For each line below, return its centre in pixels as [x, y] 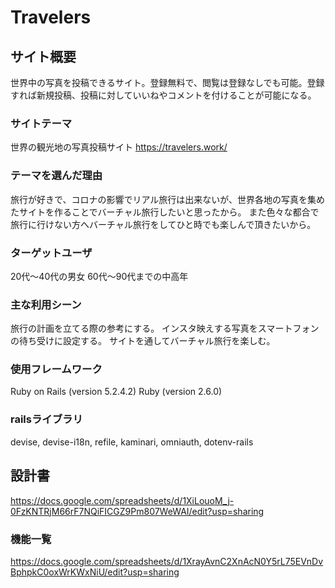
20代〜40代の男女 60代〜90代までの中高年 [99, 276]
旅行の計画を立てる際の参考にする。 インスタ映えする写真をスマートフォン [165, 328]
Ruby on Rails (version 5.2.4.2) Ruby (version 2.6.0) [116, 392]
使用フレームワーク [56, 369]
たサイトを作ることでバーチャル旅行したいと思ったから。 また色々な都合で [165, 212]
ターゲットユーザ [51, 253]
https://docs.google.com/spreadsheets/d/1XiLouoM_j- [122, 500]
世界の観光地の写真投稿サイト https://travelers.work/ [119, 147]
